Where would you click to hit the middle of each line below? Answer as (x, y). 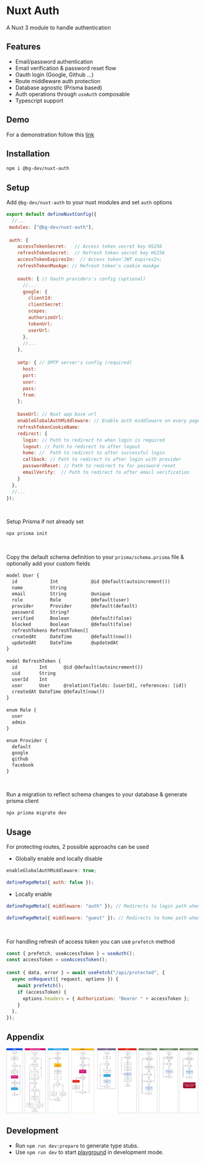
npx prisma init (27, 534)
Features (23, 47)
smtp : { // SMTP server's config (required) (75, 363)
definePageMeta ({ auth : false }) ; (50, 882)
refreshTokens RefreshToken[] (50, 631)
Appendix (25, 1037)
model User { (23, 575)
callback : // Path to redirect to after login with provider (102, 459)
